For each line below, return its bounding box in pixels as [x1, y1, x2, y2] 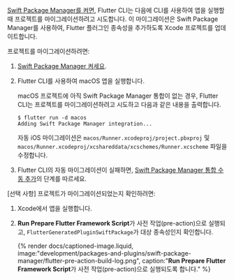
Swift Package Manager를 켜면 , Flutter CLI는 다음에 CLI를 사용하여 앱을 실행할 [7, 6, 225, 14]
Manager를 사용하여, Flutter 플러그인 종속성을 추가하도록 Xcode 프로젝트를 [7, 24, 214, 31]
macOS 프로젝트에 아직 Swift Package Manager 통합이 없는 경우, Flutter [17, 91, 219, 100]
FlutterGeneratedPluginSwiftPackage [27, 229, 134, 236]
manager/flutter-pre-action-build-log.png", [17, 257, 141, 265]
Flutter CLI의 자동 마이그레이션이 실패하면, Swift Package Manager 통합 [17, 166, 217, 174]
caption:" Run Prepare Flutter [142, 257, 226, 265]
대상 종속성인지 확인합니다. [140, 228, 214, 236]
